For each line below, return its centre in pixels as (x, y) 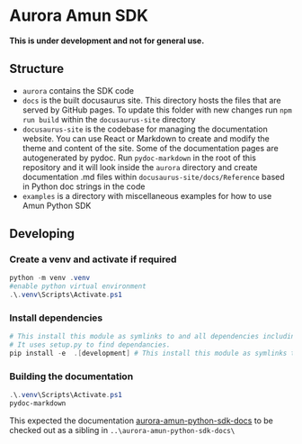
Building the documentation (71, 376)
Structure (37, 69)
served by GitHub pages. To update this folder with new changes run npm (157, 110)
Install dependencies (56, 318)
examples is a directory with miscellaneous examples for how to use (147, 195)
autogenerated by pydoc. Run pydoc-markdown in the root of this (139, 158)
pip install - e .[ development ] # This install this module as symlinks (148, 353)
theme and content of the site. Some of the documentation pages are (150, 148)
